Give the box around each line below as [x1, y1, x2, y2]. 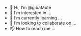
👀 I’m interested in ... [9, 10, 52, 16]
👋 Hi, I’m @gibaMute [9, 5, 52, 10]
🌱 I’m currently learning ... [9, 15, 62, 20]
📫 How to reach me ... [9, 26, 55, 31]
